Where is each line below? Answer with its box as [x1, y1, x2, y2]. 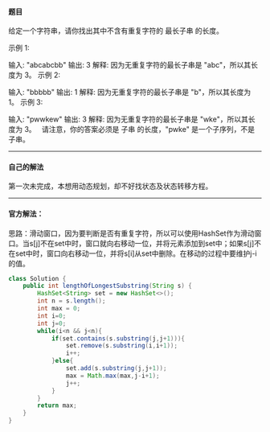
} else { [51, 357, 74, 365]
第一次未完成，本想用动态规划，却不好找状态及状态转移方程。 [8, 181, 213, 191]
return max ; [37, 401, 78, 409]
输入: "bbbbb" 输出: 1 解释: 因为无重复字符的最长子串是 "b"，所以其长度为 [8, 88, 252, 97]
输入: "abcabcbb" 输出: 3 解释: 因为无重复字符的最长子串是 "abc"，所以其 [8, 60, 252, 70]
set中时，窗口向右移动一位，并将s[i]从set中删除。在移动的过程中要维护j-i [14, 249, 257, 258]
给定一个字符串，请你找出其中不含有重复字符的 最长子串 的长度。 [8, 26, 223, 35]
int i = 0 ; [37, 311, 67, 320]
